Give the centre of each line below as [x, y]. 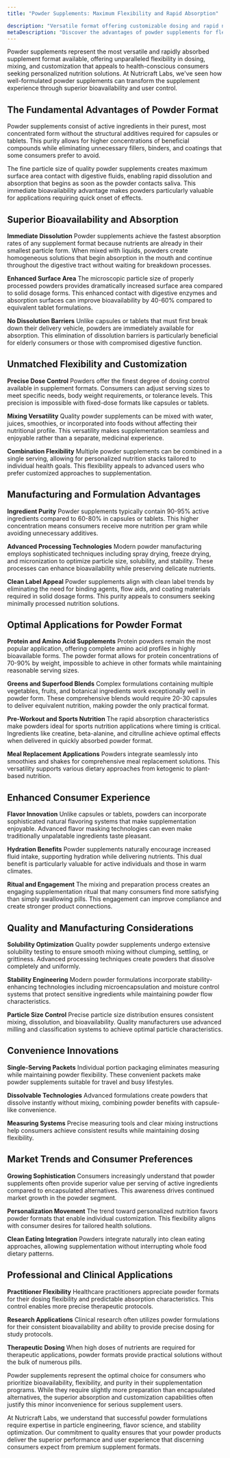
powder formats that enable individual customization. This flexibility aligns [112, 1218]
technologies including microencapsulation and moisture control [129, 987]
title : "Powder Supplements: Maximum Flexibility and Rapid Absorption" [113, 13]
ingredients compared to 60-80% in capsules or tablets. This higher [103, 518]
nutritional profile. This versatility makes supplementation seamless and [108, 430]
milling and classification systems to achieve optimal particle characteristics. [115, 1029]
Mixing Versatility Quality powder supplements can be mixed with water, [110, 416]
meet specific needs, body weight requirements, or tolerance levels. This [110, 395]
